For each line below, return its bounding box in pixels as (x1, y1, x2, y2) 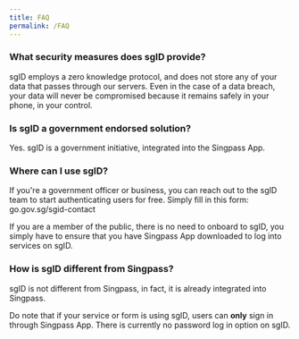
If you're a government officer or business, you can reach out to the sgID (9, 185, 278, 196)
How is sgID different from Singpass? (9, 263, 174, 275)
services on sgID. (9, 241, 73, 251)
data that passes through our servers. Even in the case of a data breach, (9, 81, 276, 91)
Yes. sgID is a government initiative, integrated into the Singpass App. (9, 142, 266, 153)
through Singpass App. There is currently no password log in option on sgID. (9, 319, 291, 330)
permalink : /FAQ (9, 21, 70, 30)
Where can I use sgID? (9, 165, 109, 177)
